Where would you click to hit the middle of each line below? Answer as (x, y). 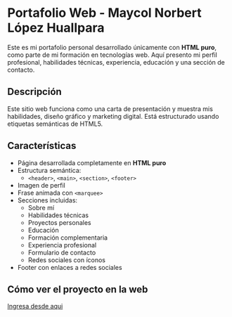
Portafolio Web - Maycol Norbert (104, 13)
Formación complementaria (67, 238)
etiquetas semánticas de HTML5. (55, 124)
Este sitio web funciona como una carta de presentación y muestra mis (110, 109)
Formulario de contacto (62, 252)
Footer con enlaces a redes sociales (70, 267)
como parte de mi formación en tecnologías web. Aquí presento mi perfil (112, 55)
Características (42, 146)
